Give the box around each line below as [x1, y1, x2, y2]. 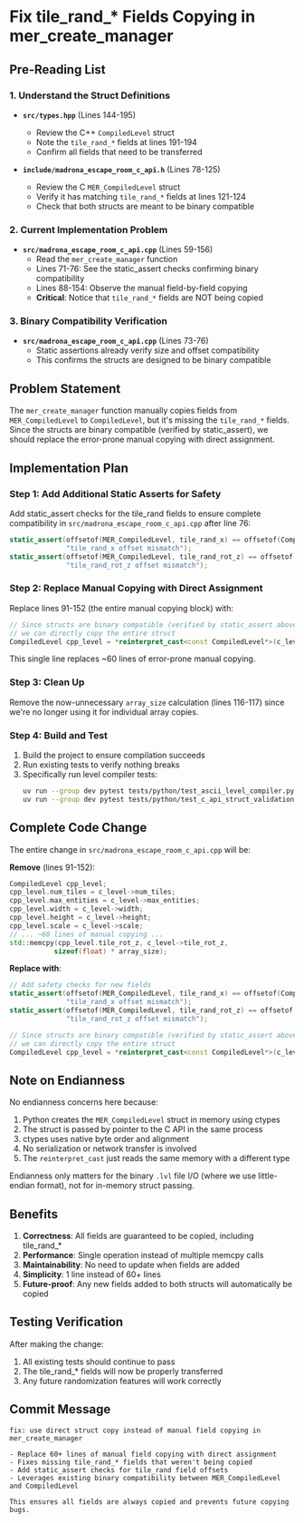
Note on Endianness [9, 1072, 125, 1088]
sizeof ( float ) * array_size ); [53, 946, 168, 956]
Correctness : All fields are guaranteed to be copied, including [22, 1231, 254, 1242]
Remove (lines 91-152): [9, 862, 96, 873]
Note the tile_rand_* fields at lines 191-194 [35, 136, 197, 147]
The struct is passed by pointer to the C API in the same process [22, 1124, 263, 1135]
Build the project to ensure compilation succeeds [22, 749, 205, 760]
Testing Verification [9, 1314, 124, 1330]
